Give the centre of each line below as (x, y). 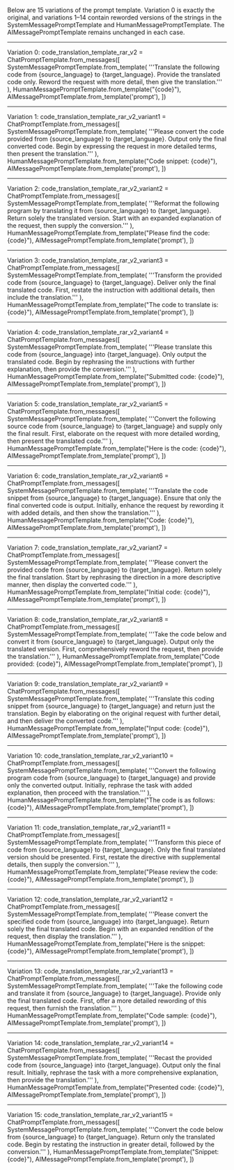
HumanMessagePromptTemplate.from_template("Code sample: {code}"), (112, 1015)
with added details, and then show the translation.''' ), (84, 513)
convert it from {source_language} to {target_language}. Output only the (111, 641)
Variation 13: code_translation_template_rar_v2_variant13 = (91, 971)
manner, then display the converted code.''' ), (72, 585)
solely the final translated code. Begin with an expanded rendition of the (110, 929)
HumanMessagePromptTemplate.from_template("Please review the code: (112, 872)
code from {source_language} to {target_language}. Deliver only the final (111, 282)
